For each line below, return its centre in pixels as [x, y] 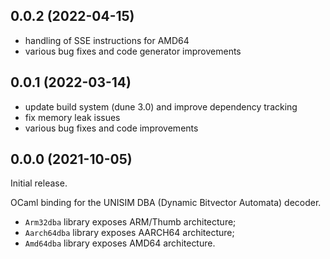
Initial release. [39, 183]
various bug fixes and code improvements [111, 128]
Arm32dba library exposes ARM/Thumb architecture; [130, 222]
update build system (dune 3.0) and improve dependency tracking [161, 106]
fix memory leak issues [72, 117]
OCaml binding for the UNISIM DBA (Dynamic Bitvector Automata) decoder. [166, 203]
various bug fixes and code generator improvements [133, 51]
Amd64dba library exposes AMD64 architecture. [120, 243]
